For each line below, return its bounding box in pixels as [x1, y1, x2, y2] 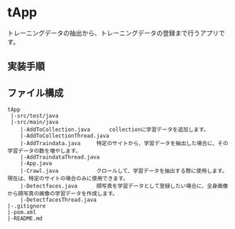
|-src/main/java [10, 119, 59, 126]
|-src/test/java [10, 112, 59, 119]
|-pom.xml [7, 209, 37, 216]
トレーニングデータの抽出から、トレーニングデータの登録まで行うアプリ [7, 28, 219, 37]
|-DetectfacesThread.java [20, 196, 97, 203]
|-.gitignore [7, 203, 46, 210]
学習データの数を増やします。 [7, 147, 82, 155]
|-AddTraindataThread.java [20, 154, 100, 161]
